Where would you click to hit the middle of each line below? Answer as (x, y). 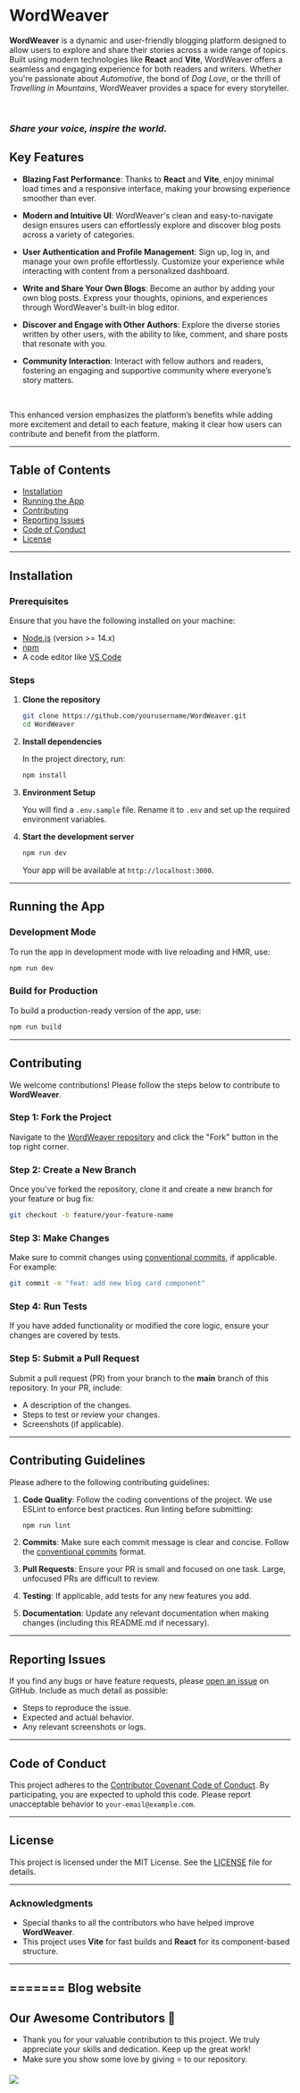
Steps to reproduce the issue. (76, 1708)
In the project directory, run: (74, 759)
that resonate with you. (64, 343)
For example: (33, 1267)
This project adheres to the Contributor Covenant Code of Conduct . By (139, 1785)
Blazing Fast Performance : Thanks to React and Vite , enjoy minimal (148, 179)
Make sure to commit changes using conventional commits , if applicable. (143, 1258)
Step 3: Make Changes (59, 1238)
